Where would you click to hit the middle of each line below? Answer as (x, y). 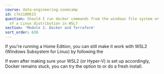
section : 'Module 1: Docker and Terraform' (50, 28)
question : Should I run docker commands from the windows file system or (82, 19)
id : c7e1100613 (21, 14)
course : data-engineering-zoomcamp (41, 10)
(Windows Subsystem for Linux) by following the (54, 51)
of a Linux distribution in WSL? (44, 23)
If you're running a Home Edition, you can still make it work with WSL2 (76, 46)
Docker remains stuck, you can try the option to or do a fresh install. (74, 66)
